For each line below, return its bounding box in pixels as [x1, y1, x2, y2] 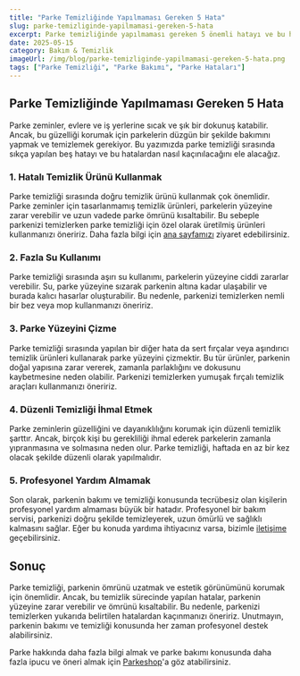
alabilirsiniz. [9, 630, 54, 640]
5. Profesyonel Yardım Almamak [9, 474, 152, 486]
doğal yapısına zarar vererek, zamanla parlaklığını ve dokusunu [9, 361, 241, 372]
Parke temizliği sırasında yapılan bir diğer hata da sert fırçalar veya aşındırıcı [9, 342, 289, 353]
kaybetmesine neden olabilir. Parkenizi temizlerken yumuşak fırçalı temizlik [9, 371, 284, 382]
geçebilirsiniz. [9, 533, 61, 544]
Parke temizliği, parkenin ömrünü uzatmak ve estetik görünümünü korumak [9, 582, 286, 593]
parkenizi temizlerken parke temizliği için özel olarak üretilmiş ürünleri [9, 219, 266, 230]
